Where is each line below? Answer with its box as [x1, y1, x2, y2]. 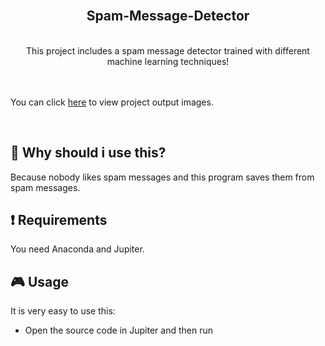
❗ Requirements [10, 212, 108, 229]
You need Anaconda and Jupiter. [10, 243, 145, 255]
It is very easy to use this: [10, 305, 116, 317]
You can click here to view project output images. [10, 96, 214, 108]
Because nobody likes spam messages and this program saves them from [10, 171, 315, 183]
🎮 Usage [10, 273, 69, 290]
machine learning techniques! [106, 55, 230, 67]
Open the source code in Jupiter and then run [24, 324, 214, 337]
